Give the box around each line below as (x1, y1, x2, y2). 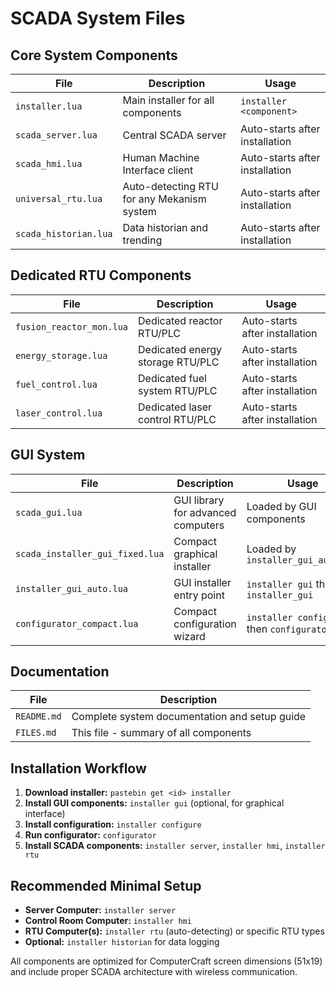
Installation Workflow (10, 760, 147, 777)
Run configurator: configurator (24, 829, 157, 841)
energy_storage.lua (15, 350, 108, 361)
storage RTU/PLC (138, 355, 220, 369)
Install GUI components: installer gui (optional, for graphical (24, 797, 285, 809)
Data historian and (122, 221, 209, 234)
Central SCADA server (122, 128, 227, 142)
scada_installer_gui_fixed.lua (15, 548, 165, 559)
